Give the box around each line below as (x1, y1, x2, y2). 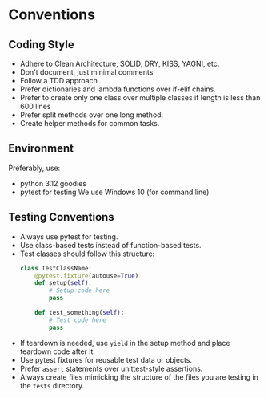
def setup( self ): (34, 279, 93, 287)
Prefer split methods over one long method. (19, 110, 164, 120)
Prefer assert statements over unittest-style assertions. (19, 363, 203, 373)
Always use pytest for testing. (19, 231, 118, 242)
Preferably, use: (8, 163, 61, 173)
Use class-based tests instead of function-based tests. (19, 240, 202, 250)
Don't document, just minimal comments (19, 67, 154, 77)
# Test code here (49, 315, 106, 324)
